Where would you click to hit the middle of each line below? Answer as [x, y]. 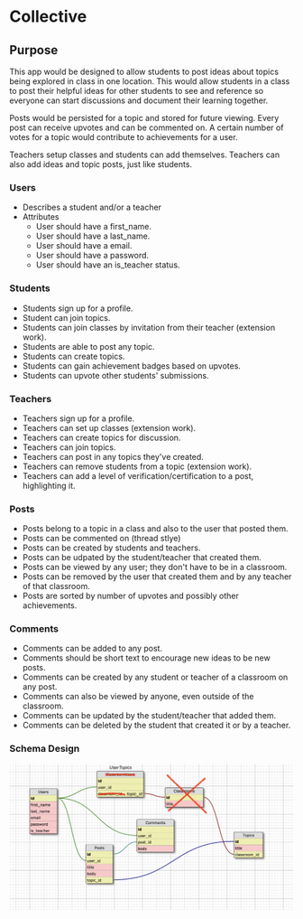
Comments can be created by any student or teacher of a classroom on [155, 677]
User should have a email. [84, 246]
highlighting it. [49, 485]
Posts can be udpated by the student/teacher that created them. [142, 558]
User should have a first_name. [93, 227]
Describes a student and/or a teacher [92, 207]
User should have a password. [92, 256]
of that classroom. [56, 586]
